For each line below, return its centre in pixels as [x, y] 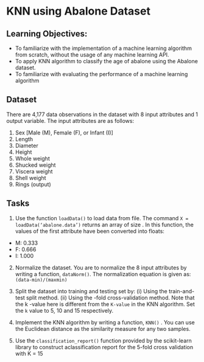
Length [24, 139]
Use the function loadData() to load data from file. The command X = [102, 218]
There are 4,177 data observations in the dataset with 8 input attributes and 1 [102, 114]
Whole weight [32, 158]
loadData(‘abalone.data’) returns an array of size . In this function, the [104, 225]
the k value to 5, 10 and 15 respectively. [64, 310]
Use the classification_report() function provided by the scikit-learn [103, 340]
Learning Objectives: [47, 34]
